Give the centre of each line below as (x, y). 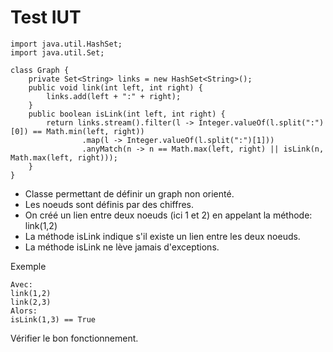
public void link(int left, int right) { (115, 87)
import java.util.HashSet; (66, 44)
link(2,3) (31, 302)
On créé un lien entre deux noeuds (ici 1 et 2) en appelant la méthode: (168, 215)
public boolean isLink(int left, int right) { (127, 114)
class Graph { (40, 70)
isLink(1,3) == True (53, 319)
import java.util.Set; (57, 52)
